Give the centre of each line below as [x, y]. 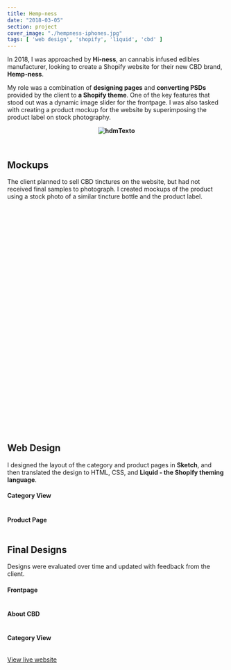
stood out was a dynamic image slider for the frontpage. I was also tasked [113, 102]
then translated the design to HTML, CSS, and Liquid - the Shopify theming [115, 472]
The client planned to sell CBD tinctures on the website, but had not [104, 181]
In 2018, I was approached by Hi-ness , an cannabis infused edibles [103, 59]
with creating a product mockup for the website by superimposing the [107, 110]
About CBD [24, 614]
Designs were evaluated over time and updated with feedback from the [109, 566]
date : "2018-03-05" [35, 20]
